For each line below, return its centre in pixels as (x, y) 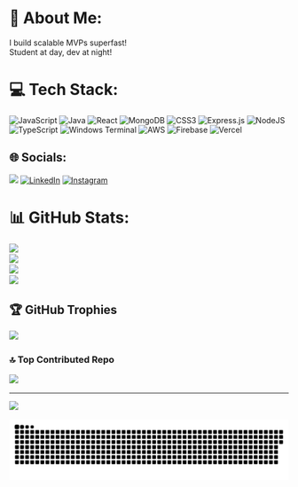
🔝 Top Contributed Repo (62, 360)
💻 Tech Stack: (64, 90)
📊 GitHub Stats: (70, 217)
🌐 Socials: (38, 157)
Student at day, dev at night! (61, 51)
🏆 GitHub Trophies (63, 310)
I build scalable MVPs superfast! (68, 43)
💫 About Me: (56, 18)
